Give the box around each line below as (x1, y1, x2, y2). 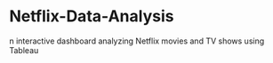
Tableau (9, 44, 39, 55)
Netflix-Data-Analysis (9, 6, 174, 27)
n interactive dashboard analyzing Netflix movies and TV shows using (9, 35, 265, 46)
